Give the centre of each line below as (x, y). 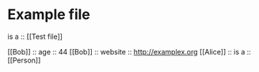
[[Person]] (24, 60)
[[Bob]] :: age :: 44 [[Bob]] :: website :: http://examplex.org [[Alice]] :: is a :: (129, 51)
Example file (49, 15)
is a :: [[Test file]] (35, 36)
